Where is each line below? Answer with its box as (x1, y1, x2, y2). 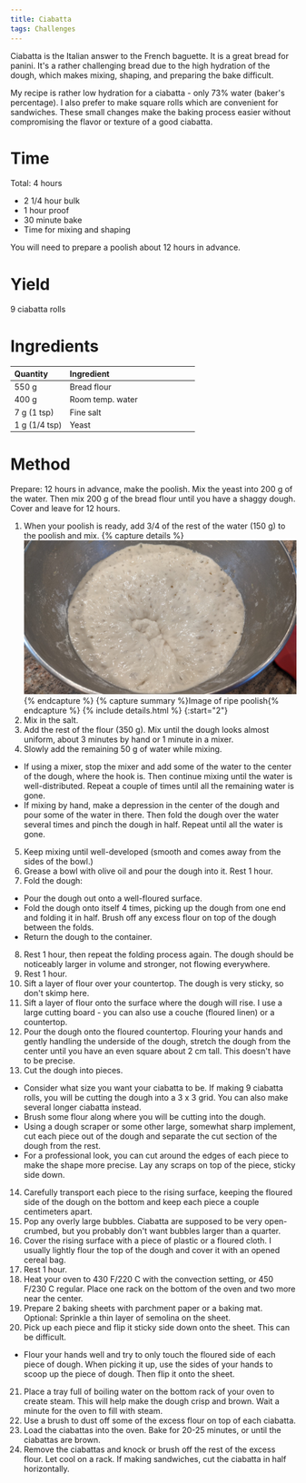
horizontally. (23, 1463, 71, 1474)
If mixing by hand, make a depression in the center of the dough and (23, 799, 280, 810)
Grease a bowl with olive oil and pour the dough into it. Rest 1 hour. (23, 865, 273, 876)
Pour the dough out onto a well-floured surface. (23, 893, 202, 904)
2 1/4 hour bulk (23, 195, 81, 206)
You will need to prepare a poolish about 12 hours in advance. (10, 242, 242, 253)
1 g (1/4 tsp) (14, 419, 63, 430)
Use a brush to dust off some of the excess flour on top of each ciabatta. (23, 1415, 296, 1426)
